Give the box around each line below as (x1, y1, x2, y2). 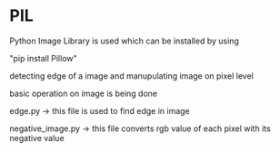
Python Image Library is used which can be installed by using (9, 35, 239, 46)
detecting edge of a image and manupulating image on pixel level (9, 70, 255, 81)
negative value (9, 132, 65, 143)
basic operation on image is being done (9, 88, 157, 99)
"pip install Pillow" (9, 52, 77, 63)
